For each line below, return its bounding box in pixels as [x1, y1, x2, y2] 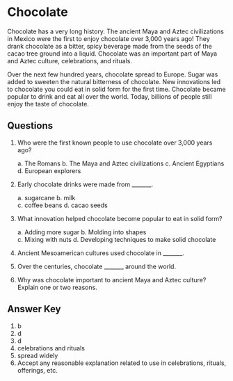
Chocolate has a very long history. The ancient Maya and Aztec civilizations [7, 27, 225, 35]
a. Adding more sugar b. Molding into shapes [17, 227, 147, 236]
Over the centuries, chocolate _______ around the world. [17, 262, 176, 270]
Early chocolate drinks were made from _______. [17, 180, 154, 188]
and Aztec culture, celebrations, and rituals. [7, 56, 132, 65]
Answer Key [7, 303, 61, 315]
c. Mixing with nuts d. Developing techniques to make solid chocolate [17, 235, 216, 243]
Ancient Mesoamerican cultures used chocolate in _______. [17, 248, 184, 257]
